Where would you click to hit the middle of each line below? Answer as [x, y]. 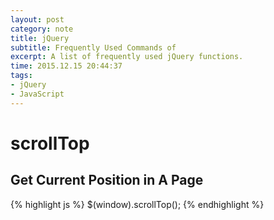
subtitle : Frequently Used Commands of [93, 47]
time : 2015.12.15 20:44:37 [66, 66]
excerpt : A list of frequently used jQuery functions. [127, 57]
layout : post [37, 19]
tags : [21, 76]
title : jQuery [40, 38]
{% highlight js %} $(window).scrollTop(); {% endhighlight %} [137, 204]
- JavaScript [37, 94]
